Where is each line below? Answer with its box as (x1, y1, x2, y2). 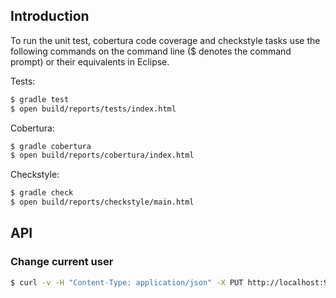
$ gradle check (10, 188, 74, 198)
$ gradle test (10, 94, 70, 104)
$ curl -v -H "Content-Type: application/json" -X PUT (10, 277, 244, 288)
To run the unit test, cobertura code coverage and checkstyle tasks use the (10, 34, 321, 46)
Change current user (10, 255, 114, 269)
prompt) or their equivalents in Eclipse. (10, 55, 170, 68)
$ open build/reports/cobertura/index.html (10, 150, 195, 161)
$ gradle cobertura (10, 141, 92, 151)
